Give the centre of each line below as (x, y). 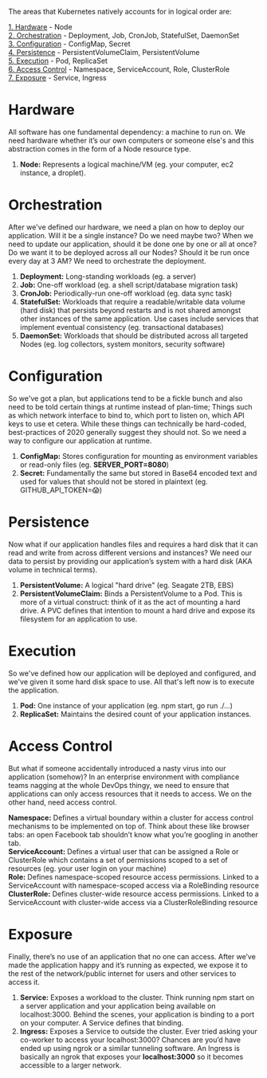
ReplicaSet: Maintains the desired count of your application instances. (135, 714)
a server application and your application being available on (118, 1005)
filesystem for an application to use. (79, 619)
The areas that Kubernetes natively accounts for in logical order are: (120, 12)
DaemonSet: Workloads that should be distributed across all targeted (134, 335)
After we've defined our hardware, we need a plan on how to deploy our (126, 227)
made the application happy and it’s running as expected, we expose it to (128, 965)
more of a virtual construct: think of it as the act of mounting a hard (130, 602)
